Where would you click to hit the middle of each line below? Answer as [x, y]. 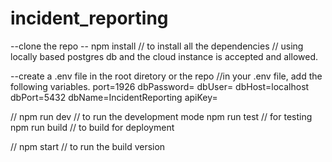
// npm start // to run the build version [88, 146]
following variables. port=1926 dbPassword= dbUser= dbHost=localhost [160, 86]
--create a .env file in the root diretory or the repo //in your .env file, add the [166, 76]
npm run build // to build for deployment [92, 127]
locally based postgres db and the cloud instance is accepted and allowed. [164, 56]
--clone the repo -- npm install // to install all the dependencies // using [157, 46]
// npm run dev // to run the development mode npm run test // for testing [161, 116]
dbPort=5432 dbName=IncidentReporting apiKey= [114, 97]
